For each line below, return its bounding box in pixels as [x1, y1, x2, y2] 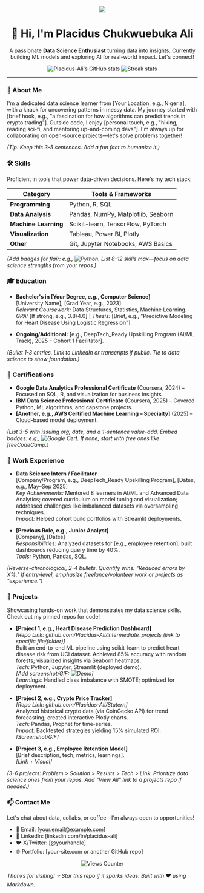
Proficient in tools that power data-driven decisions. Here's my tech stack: [7, 175, 192, 183]
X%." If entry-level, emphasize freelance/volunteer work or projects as [7, 571, 183, 579]
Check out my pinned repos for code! [7, 613, 100, 620]
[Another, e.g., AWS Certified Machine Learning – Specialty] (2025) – [15, 410, 193, 418]
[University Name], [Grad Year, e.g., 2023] [15, 299, 122, 307]
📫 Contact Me [7, 798, 50, 806]
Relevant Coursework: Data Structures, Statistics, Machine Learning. [15, 306, 187, 313]
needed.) [7, 783, 30, 790]
